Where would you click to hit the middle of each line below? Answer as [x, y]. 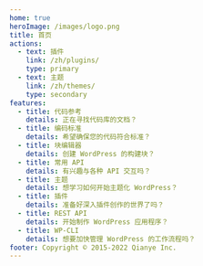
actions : [26, 43]
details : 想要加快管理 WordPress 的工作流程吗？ [111, 239]
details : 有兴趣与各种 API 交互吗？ [88, 171]
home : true [30, 18]
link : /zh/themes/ [61, 86]
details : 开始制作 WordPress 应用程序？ [97, 222]
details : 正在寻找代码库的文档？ [81, 120]
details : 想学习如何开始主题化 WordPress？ [102, 188]
